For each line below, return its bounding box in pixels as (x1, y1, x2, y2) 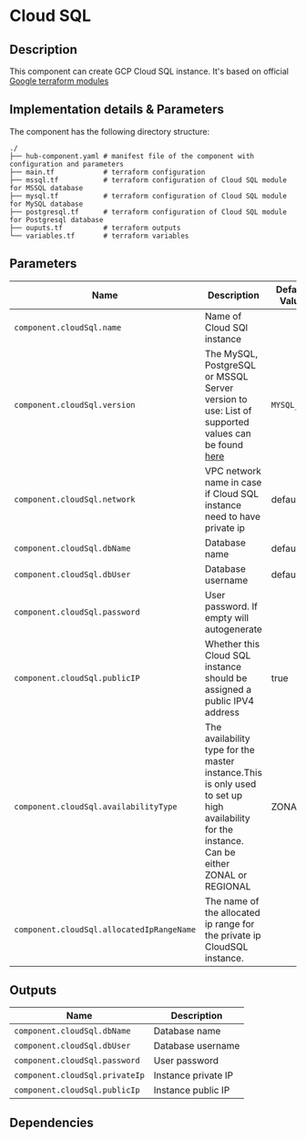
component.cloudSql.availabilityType (14, 801, 178, 811)
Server (204, 381, 234, 394)
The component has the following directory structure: (9, 126, 210, 137)
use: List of (204, 404, 252, 417)
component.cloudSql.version (14, 400, 136, 410)
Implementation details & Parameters (9, 102, 225, 117)
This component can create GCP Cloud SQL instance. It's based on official (9, 66, 290, 76)
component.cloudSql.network (14, 493, 136, 504)
